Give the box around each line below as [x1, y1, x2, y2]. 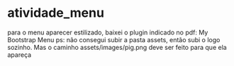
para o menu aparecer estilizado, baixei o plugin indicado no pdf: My [7, 28, 208, 37]
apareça [7, 51, 32, 59]
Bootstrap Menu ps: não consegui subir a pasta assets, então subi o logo [7, 35, 221, 44]
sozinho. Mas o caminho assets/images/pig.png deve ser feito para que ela [7, 43, 227, 51]
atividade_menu [7, 5, 105, 21]
